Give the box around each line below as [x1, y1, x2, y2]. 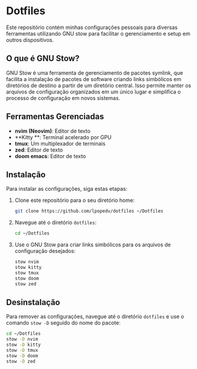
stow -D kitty [6, 342, 41, 348]
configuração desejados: [14, 248, 76, 255]
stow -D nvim [6, 336, 38, 342]
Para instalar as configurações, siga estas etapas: [6, 185, 128, 192]
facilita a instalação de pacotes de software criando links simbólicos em [6, 75, 182, 82]
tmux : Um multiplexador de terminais [14, 140, 106, 147]
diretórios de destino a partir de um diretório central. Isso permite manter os [6, 82, 192, 89]
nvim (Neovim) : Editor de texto [14, 127, 91, 134]
